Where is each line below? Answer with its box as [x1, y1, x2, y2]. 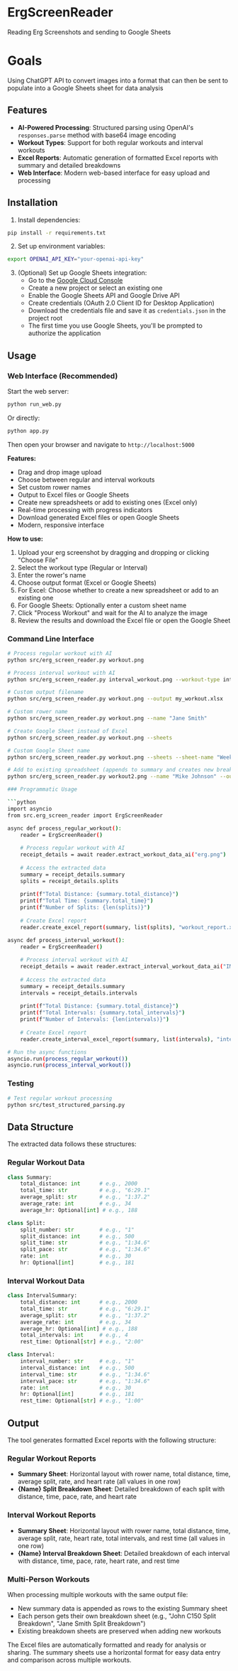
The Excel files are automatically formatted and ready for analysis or [7, 1640, 207, 1649]
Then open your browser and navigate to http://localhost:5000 [7, 440, 195, 448]
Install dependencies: [17, 215, 81, 224]
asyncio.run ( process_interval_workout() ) [7, 1061, 132, 1069]
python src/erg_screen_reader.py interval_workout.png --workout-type [7, 676, 220, 683]
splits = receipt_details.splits [20, 877, 119, 885]
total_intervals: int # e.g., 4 [20, 1331, 129, 1339]
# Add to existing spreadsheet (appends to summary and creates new [7, 767, 214, 774]
